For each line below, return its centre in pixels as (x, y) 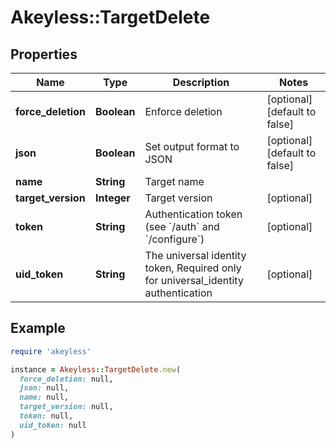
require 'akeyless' (51, 351)
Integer (112, 198)
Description (201, 82)
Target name (174, 181)
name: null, (44, 397)
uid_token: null (53, 425)
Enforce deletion (183, 111)
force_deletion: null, (66, 379)
